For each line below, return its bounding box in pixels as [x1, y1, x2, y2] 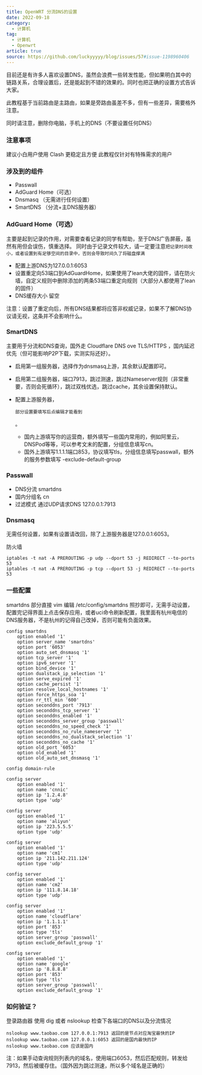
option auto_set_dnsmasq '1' [17, 649, 90, 655]
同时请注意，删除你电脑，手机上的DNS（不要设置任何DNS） [6, 119, 155, 127]
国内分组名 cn [14, 493, 50, 501]
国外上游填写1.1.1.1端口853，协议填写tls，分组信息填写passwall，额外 [23, 448, 194, 455]
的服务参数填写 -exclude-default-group [23, 455, 121, 463]
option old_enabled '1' [17, 749, 77, 756]
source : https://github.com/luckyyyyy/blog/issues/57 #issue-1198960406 [6, 54, 189, 60]
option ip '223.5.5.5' [17, 823, 74, 829]
